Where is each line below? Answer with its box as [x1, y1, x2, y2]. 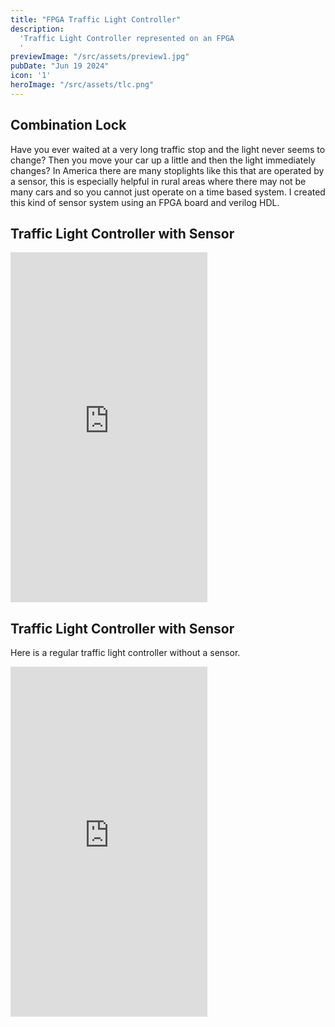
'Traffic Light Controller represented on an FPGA [19, 33, 235, 43]
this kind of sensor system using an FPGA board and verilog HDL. [10, 196, 280, 208]
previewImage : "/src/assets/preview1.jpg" [10, 52, 190, 62]
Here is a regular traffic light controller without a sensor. [10, 647, 241, 659]
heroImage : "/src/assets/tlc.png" [10, 80, 155, 90]
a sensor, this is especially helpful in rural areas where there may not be [10, 175, 307, 187]
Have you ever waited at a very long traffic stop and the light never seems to [10, 143, 326, 155]
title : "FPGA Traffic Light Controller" [10, 14, 182, 25]
